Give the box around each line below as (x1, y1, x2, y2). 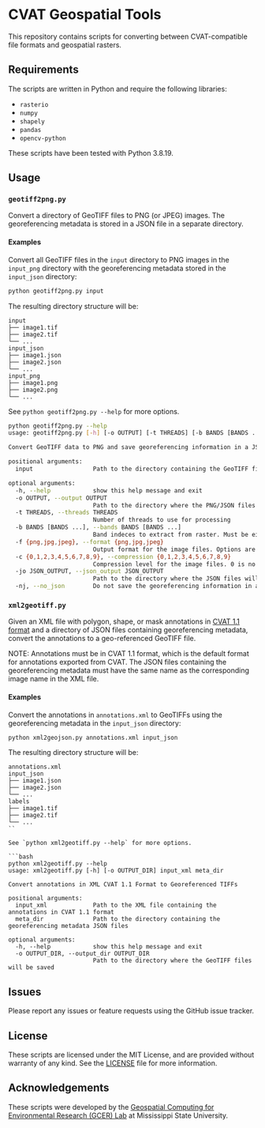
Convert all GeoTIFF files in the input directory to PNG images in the (8, 255, 230, 264)
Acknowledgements (8, 1081, 110, 1095)
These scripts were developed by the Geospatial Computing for (8, 1102, 215, 1111)
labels (8, 798, 30, 805)
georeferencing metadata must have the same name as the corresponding (8, 666, 250, 675)
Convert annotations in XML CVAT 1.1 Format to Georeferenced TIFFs (8, 881, 238, 888)
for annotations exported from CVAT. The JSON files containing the (8, 658, 227, 667)
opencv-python (19, 134, 66, 142)
